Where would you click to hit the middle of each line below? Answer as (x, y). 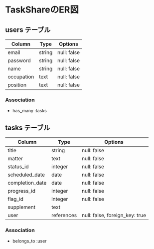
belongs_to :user (29, 241)
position (17, 85)
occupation (21, 77)
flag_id (16, 199)
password (19, 61)
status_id (18, 167)
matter (15, 159)
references (64, 216)
